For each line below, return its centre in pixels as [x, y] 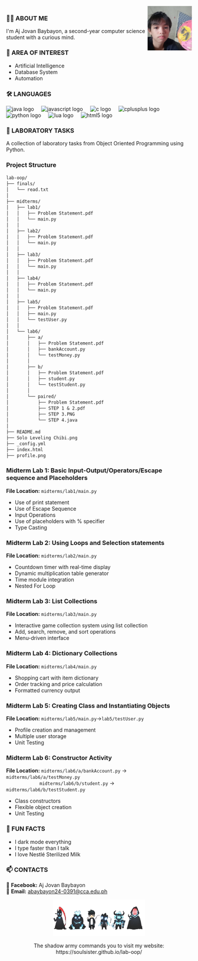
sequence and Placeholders [47, 478]
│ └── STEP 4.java [42, 420]
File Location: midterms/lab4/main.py [52, 666]
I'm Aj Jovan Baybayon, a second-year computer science [76, 31]
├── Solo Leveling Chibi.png [42, 438]
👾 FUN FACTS [26, 829]
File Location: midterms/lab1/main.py [52, 491]
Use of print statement [42, 502]
